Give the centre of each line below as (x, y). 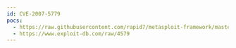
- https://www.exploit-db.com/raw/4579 (72, 34)
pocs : (14, 20)
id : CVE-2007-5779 (33, 14)
